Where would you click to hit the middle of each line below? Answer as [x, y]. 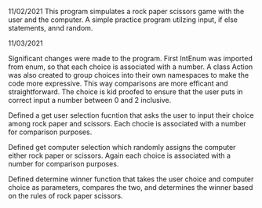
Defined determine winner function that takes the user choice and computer [131, 179]
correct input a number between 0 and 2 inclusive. [90, 100]
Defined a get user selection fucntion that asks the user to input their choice [131, 115]
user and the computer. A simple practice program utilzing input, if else [123, 20]
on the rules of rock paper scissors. [65, 196]
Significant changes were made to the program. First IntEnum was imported [130, 58]
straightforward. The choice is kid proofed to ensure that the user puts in [126, 92]
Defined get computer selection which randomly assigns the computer [122, 147]
